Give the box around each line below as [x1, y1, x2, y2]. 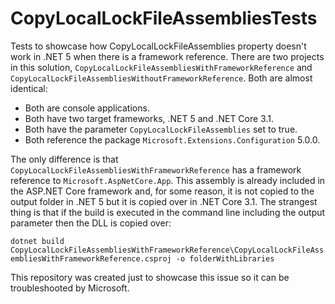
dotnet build [10, 236, 65, 246]
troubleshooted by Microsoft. [10, 282, 130, 294]
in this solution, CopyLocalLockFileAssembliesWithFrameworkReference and [10, 61, 313, 73]
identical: [10, 82, 48, 94]
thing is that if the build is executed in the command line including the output [10, 206, 326, 218]
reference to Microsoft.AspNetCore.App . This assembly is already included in [10, 174, 326, 186]
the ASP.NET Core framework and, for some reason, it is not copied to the [10, 185, 315, 197]
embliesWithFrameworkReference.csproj [10, 253, 172, 264]
